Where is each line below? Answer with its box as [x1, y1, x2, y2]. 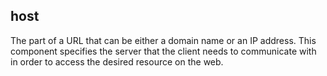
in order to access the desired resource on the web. [10, 55, 224, 68]
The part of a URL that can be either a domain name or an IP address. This [10, 34, 317, 46]
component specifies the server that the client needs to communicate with [10, 45, 317, 57]
